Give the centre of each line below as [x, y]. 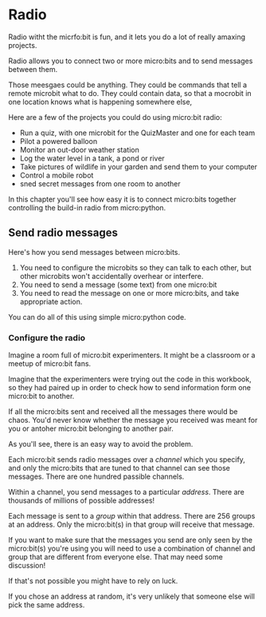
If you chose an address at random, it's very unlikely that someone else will [131, 596]
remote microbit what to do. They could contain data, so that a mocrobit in [130, 93]
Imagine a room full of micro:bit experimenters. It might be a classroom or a [132, 355]
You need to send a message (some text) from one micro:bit [118, 285]
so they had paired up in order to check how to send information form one [129, 388]
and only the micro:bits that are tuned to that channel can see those [119, 468]
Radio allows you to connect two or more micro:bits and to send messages [131, 61]
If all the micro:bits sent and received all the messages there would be [123, 412]
